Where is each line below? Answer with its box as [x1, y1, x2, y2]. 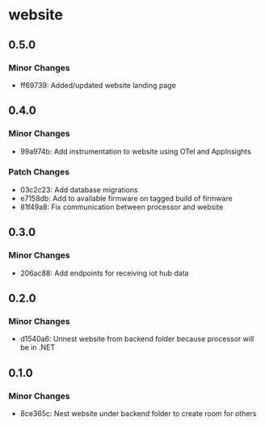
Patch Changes [8, 166, 70, 178]
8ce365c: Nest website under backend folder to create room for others [19, 408, 257, 418]
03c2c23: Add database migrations [19, 184, 139, 195]
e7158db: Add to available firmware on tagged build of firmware [19, 193, 233, 203]
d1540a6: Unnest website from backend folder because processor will [19, 334, 254, 344]
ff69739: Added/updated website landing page [19, 80, 176, 90]
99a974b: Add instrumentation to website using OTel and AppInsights [19, 146, 252, 156]
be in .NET [19, 343, 56, 352]
